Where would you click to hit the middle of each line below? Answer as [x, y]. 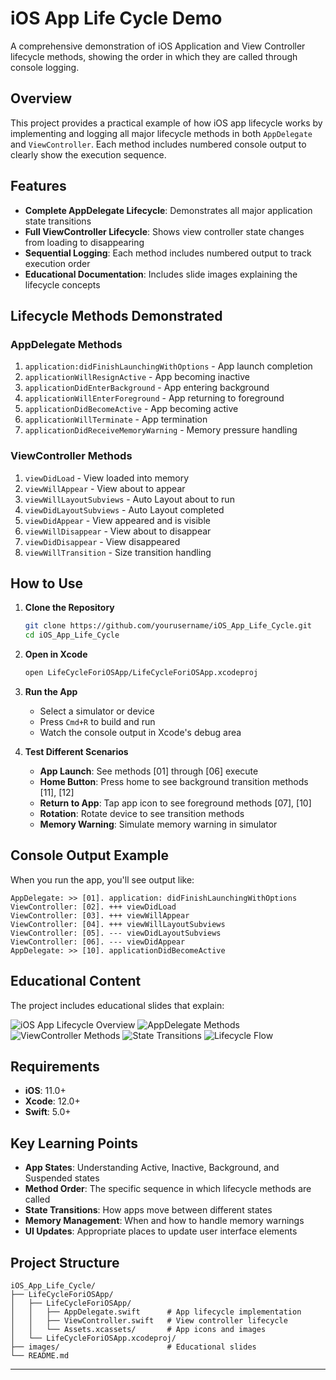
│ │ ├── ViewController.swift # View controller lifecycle [149, 1321]
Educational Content [76, 981]
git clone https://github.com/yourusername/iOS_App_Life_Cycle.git [168, 626]
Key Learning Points [74, 1143]
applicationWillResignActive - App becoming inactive [137, 377]
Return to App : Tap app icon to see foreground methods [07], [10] [175, 803]
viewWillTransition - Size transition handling [118, 552]
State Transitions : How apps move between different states [148, 1210]
